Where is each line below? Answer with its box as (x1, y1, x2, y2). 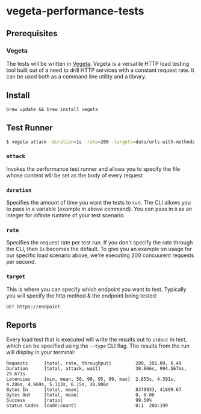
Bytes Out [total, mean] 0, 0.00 (6, 392, 155, 398)
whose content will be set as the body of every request (6, 171, 143, 179)
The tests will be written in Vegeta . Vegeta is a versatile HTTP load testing (6, 60, 190, 67)
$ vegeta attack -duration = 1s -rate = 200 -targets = (6, 139, 136, 145)
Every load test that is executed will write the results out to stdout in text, (6, 336, 187, 343)
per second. (6, 258, 36, 266)
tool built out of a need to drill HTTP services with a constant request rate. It (6, 66, 194, 74)
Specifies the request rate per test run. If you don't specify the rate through (6, 239, 193, 246)
